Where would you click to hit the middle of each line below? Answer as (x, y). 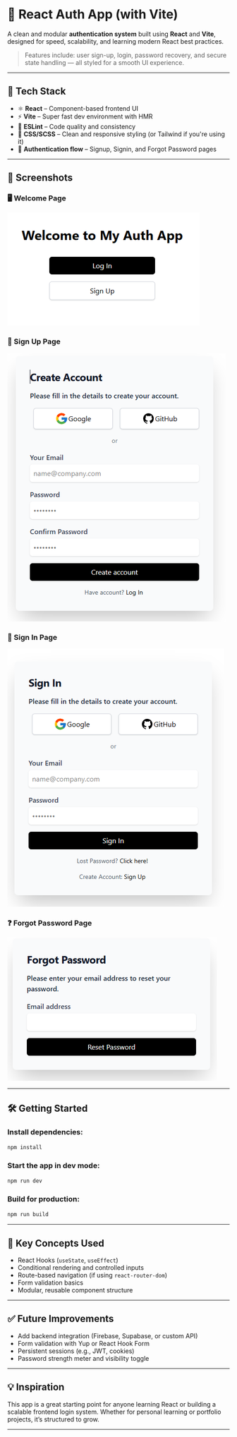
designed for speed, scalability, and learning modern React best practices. (116, 41)
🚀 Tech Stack (37, 91)
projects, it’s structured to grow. (54, 1419)
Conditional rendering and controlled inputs (81, 1268)
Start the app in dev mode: (54, 1165)
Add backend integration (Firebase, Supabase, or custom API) (108, 1335)
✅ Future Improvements (61, 1319)
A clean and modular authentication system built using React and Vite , (112, 34)
